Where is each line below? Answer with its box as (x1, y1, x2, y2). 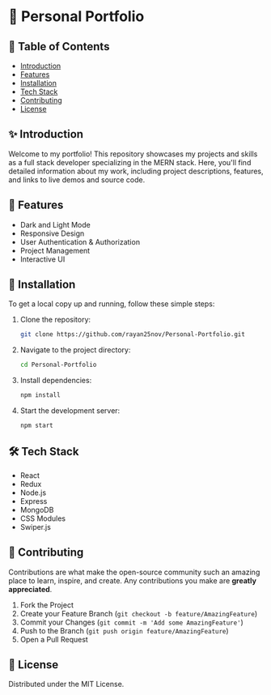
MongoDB (19, 505, 54, 514)
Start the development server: (19, 406, 121, 416)
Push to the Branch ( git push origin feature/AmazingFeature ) (19, 625, 229, 635)
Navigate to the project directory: (19, 345, 131, 355)
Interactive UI (19, 254, 66, 264)
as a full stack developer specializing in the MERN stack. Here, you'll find (8, 157, 252, 167)
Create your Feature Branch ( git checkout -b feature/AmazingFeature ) (19, 608, 258, 618)
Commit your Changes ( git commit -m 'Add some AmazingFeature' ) (19, 617, 244, 627)
